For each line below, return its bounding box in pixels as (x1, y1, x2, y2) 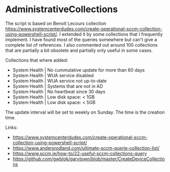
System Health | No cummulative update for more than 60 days (12, 67, 145, 73)
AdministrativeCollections (5, 4, 118, 15)
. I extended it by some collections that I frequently (56, 31, 163, 37)
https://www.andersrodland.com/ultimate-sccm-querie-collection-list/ (12, 145, 160, 151)
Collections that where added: (5, 57, 69, 63)
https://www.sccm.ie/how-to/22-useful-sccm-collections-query (12, 150, 147, 156)
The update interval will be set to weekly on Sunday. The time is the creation (5, 109, 165, 115)
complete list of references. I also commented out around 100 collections (5, 42, 158, 48)
